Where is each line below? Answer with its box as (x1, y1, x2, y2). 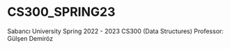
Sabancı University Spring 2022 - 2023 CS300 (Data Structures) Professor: (7, 27, 224, 35)
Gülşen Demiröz (7, 34, 54, 42)
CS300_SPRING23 (7, 4, 116, 20)
